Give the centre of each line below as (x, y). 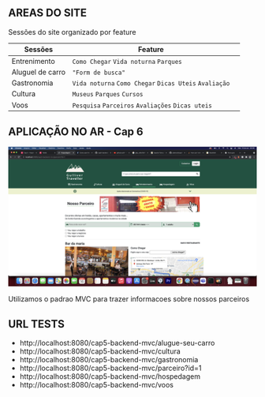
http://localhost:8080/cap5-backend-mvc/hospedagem (110, 376)
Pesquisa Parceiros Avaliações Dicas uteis (142, 106)
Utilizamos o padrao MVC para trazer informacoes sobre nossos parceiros (129, 299)
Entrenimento (33, 61)
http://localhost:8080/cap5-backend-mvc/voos (96, 385)
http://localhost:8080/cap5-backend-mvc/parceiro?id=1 (110, 368)
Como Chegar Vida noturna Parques (127, 62)
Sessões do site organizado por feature (72, 32)
